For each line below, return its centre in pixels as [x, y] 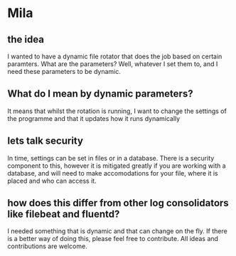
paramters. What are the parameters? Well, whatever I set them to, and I [113, 64]
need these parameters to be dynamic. [64, 71]
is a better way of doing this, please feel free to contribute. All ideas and [113, 239]
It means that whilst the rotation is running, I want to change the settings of [117, 111]
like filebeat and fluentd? [64, 214]
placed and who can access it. [52, 181]
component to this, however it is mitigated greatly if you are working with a [117, 166]
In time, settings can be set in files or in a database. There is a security [111, 158]
